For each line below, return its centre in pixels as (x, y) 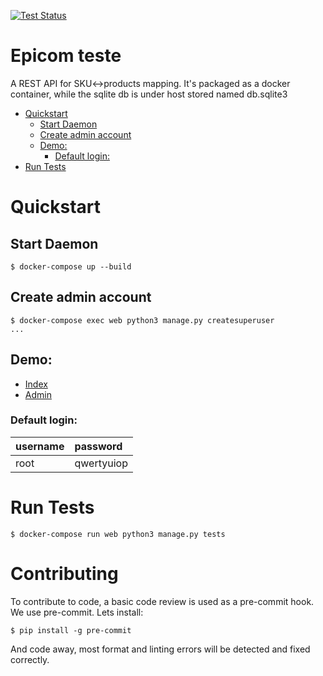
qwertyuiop (101, 463)
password (98, 446)
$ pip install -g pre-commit (71, 630)
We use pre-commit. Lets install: (77, 612)
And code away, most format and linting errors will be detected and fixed (160, 649)
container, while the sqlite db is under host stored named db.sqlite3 (149, 94)
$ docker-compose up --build (71, 266)
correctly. (30, 659)
